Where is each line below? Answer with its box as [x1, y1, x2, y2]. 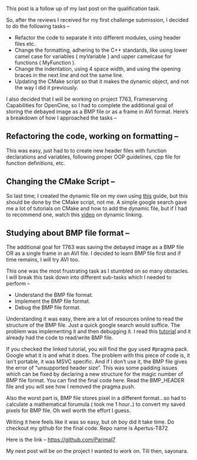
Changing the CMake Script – [6, 177, 115, 187]
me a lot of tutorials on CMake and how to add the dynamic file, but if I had [6, 204, 187, 211]
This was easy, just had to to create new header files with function [6, 147, 167, 154]
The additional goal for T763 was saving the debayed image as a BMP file [6, 244, 184, 251]
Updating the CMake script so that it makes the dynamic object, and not [14, 78, 189, 85]
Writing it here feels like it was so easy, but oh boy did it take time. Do [6, 418, 175, 426]
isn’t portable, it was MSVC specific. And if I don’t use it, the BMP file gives [6, 358, 188, 365]
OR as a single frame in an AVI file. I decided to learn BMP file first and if [6, 250, 181, 257]
